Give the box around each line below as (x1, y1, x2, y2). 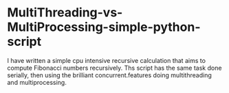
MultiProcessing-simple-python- (7, 19, 201, 35)
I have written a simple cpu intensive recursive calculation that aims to (7, 56, 206, 64)
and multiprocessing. (7, 78, 67, 86)
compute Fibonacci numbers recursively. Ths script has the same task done (7, 64, 222, 72)
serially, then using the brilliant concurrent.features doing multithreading (7, 70, 212, 79)
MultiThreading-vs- (7, 5, 123, 21)
